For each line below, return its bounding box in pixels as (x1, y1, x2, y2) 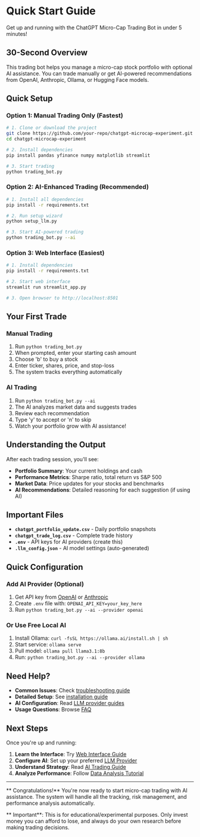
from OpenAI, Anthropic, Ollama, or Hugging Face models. (6, 76, 149, 83)
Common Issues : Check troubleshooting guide (14, 687, 130, 694)
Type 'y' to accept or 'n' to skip (14, 416, 92, 423)
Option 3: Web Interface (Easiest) (6, 249, 105, 257)
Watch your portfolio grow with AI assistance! (14, 422, 127, 430)
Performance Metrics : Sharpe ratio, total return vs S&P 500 (14, 473, 162, 480)
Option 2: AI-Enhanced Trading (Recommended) (6, 183, 149, 191)
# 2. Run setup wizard (6, 213, 62, 219)
